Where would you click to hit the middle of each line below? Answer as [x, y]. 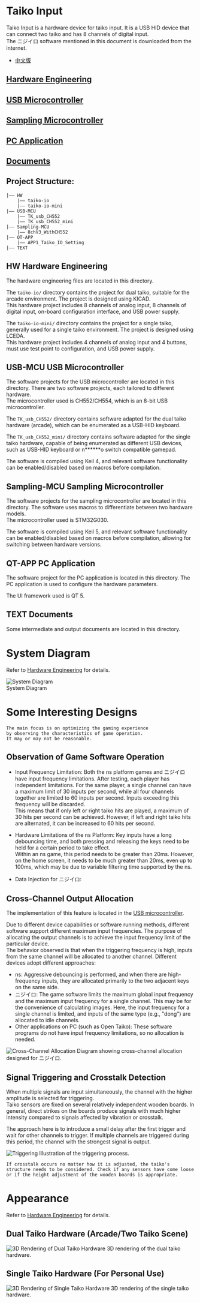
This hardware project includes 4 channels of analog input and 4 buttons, [97, 342]
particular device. [28, 944]
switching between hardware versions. [54, 545]
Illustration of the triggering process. [84, 1154]
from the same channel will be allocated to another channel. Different [91, 957]
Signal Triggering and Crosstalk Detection [86, 1077]
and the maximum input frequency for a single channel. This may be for [103, 1001]
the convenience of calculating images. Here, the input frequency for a [102, 1008]
